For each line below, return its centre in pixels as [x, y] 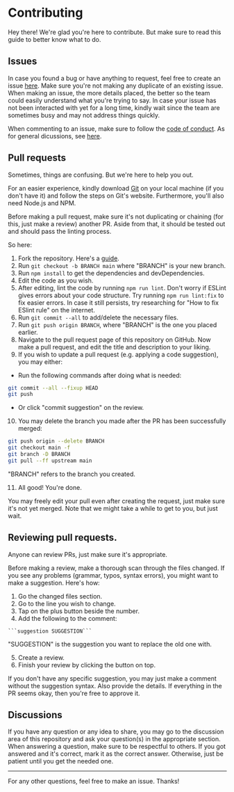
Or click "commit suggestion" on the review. [81, 408]
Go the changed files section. [60, 596]
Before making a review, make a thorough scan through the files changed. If [116, 568]
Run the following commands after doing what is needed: [100, 375]
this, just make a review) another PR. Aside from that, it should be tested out [117, 223]
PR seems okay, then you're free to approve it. [74, 693]
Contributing [45, 13]
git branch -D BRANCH [39, 454]
